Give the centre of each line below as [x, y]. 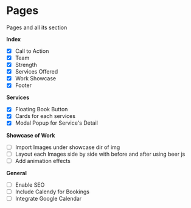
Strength [26, 65]
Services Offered [36, 72]
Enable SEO [30, 185]
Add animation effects [43, 161]
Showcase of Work [31, 135]
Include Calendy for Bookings [52, 192]
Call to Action [32, 51]
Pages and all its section [37, 27]
